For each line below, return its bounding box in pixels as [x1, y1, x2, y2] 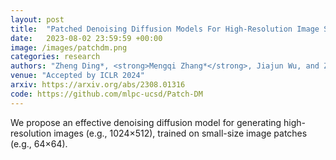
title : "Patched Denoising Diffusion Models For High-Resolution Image [10, 24, 320, 34]
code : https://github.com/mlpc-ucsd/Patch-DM [10, 89, 203, 99]
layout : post [10, 14, 65, 25]
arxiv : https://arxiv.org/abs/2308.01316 [10, 80, 186, 90]
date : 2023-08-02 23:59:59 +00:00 [10, 33, 163, 43]
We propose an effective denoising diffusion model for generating [10, 116, 282, 128]
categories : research [10, 52, 101, 62]
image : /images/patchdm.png [10, 42, 128, 53]
